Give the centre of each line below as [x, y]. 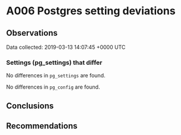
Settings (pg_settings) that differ [54, 62]
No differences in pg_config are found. [53, 87]
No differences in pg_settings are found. [56, 76]
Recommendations [42, 126]
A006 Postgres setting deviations [91, 11]
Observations [32, 33]
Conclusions [30, 106]
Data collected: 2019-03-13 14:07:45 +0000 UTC [66, 47]
